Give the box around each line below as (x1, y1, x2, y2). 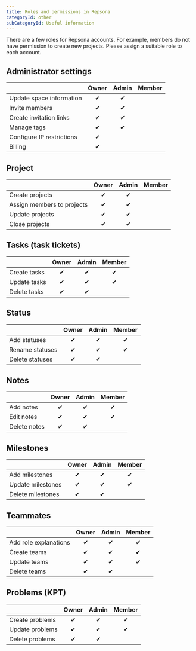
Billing (9, 143, 27, 151)
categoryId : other (6, 14, 52, 20)
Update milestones (9, 481, 62, 489)
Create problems (9, 615, 57, 624)
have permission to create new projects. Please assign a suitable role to (6, 42, 182, 50)
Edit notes (9, 413, 38, 421)
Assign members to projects (9, 201, 88, 209)
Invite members (9, 104, 53, 112)
